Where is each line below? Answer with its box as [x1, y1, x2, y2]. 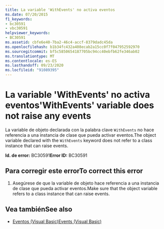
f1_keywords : [5, 16, 32, 21]
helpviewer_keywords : [5, 30, 50, 35]
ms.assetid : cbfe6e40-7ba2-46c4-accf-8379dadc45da [5, 40, 113, 45]
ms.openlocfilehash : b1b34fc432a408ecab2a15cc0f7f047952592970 [5, 44, 140, 49]
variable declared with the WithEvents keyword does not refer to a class [5, 137, 152, 143]
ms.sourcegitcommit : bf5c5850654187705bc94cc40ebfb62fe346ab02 [5, 49, 140, 54]
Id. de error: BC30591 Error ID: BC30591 [5, 152, 87, 158]
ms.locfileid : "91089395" [5, 68, 59, 73]
